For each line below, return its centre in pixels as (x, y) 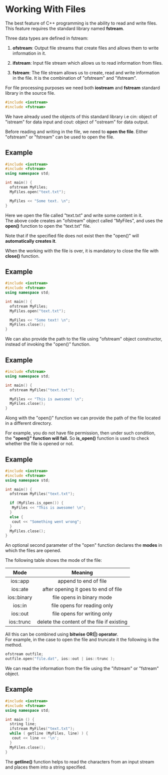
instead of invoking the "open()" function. (48, 344)
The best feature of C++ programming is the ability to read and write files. (81, 23)
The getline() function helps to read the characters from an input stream (80, 761)
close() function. (22, 256)
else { (16, 517)
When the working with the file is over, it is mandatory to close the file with (82, 251)
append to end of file (82, 581)
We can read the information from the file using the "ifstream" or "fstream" (82, 669)
